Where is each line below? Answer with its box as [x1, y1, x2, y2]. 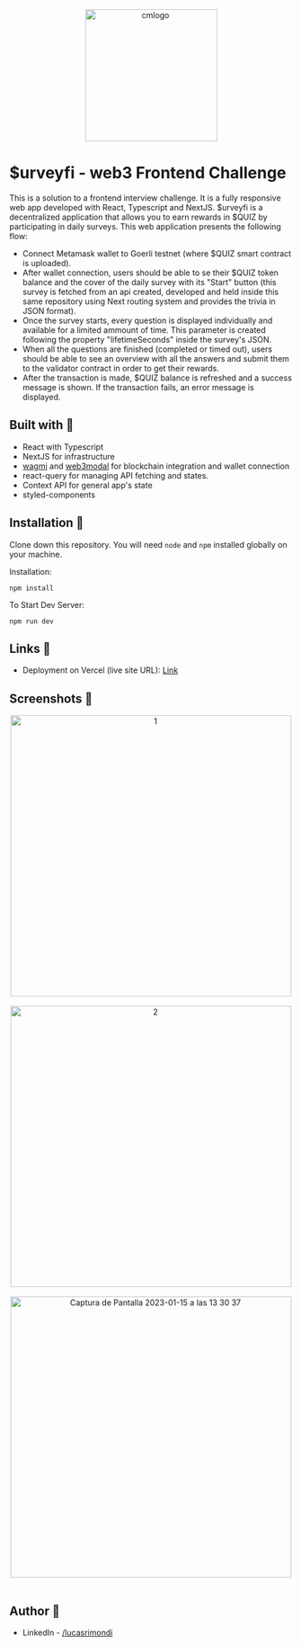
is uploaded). [22, 257, 72, 268]
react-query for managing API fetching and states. [22, 470, 209, 480]
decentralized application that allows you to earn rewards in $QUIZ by [9, 211, 268, 222]
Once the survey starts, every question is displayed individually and [22, 315, 273, 326]
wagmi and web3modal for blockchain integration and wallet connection [22, 461, 290, 471]
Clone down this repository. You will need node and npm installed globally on [9, 539, 288, 550]
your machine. [9, 549, 63, 559]
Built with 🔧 [9, 417, 75, 433]
